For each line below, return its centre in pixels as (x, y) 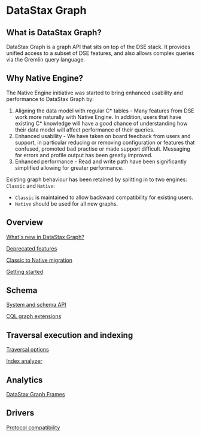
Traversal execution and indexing (70, 335)
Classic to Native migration (39, 260)
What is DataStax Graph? (54, 33)
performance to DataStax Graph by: (50, 99)
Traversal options (28, 350)
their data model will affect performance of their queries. (85, 130)
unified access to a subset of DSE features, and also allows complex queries (100, 53)
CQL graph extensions (34, 316)
